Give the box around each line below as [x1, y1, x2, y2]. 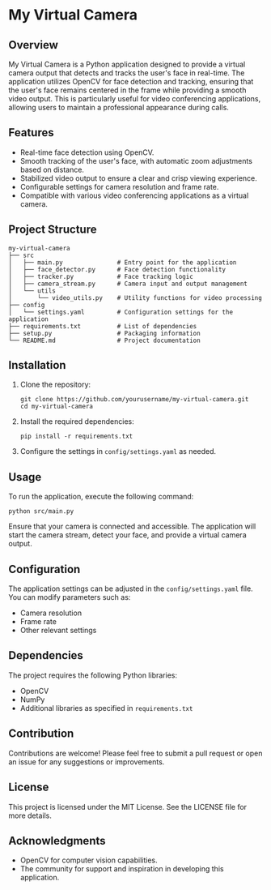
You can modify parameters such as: [8, 593, 131, 602]
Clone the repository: [19, 379, 91, 390]
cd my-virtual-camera [19, 403, 93, 411]
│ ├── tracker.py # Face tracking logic [8, 272, 194, 280]
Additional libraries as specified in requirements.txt [19, 703, 193, 712]
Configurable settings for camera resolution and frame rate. [19, 182, 219, 191]
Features [8, 126, 54, 139]
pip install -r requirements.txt [19, 432, 133, 441]
